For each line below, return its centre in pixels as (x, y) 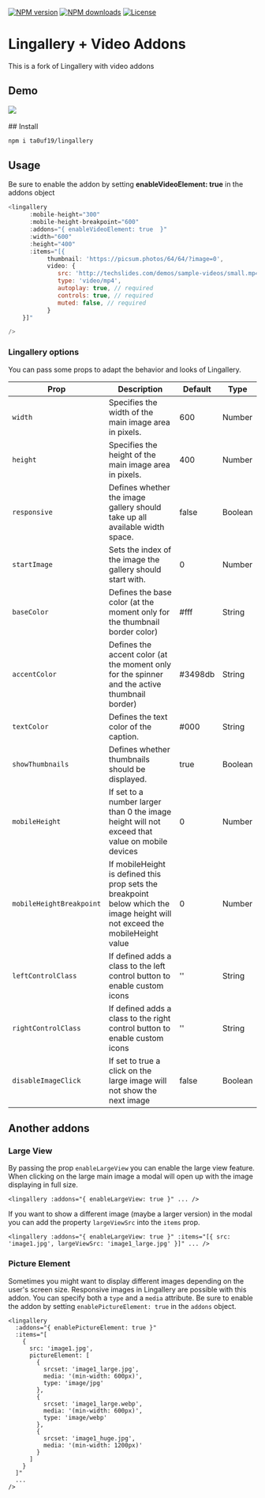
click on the (131, 1070)
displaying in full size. (43, 1185)
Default (197, 389)
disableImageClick (47, 1080)
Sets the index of (140, 550)
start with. (127, 579)
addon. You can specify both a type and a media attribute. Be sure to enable (131, 1298)
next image (130, 1100)
